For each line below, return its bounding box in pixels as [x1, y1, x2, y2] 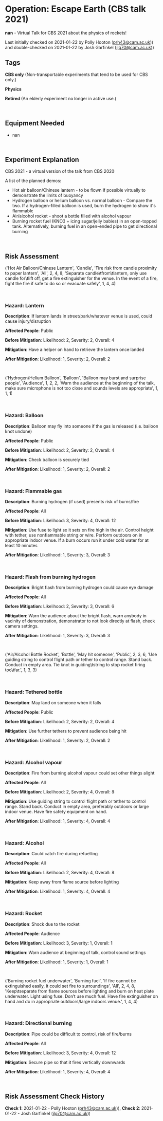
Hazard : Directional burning [5, 1020, 72, 1027]
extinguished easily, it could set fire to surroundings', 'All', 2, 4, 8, [5, 983, 135, 989]
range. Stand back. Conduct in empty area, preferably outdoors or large [5, 803, 149, 809]
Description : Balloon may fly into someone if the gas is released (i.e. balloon [5, 423, 159, 429]
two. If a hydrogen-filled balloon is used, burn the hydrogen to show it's [12, 203, 156, 209]
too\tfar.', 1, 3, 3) [5, 667, 37, 673]
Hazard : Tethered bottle [5, 689, 63, 696]
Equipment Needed [5, 119, 65, 128]
